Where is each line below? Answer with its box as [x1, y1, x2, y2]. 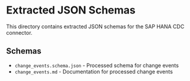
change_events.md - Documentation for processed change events [14, 68, 173, 75]
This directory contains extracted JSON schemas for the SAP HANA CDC [6, 23, 185, 30]
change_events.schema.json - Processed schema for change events [14, 62, 179, 69]
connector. [6, 29, 33, 36]
